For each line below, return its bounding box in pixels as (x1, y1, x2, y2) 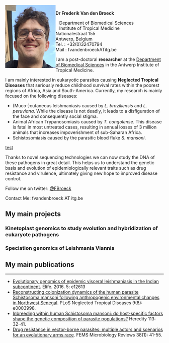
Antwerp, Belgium (55, 36, 93, 42)
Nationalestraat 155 (55, 31, 96, 36)
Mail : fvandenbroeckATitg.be (55, 47, 117, 52)
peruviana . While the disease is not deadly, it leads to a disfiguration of (12, 108, 160, 114)
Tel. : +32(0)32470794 (55, 41, 103, 47)
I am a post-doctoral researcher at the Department (55, 56, 161, 62)
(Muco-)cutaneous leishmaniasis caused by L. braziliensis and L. (12, 103, 147, 108)
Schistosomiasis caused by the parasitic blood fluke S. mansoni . (12, 135, 146, 141)
